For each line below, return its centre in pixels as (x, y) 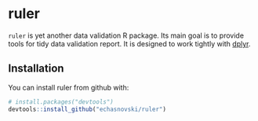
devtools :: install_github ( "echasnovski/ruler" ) (87, 109)
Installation (36, 69)
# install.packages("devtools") (61, 102)
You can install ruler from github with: (69, 87)
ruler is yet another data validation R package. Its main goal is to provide (126, 35)
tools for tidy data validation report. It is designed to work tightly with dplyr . (129, 43)
